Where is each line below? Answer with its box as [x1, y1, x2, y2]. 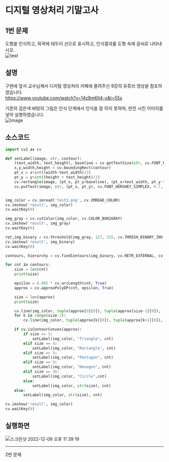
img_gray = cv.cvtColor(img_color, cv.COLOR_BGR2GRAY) [5, 216, 123, 221]
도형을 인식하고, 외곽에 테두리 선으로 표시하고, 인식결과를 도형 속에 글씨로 [5, 41, 149, 46]
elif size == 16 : [23, 369, 59, 374]
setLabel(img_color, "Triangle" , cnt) [32, 336, 114, 341]
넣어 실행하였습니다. [5, 112, 44, 118]
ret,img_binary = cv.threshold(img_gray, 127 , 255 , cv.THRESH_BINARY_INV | [5, 234, 165, 240]
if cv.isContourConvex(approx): [14, 327, 82, 332]
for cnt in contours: [5, 262, 51, 268]
